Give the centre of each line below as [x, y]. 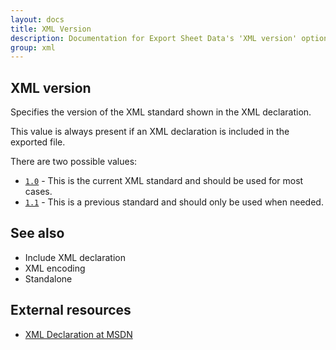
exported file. [38, 142]
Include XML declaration [75, 257]
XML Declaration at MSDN [78, 334]
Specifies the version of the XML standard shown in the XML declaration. [161, 112]
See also [37, 233]
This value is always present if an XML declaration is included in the [150, 132]
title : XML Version [51, 29]
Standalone [48, 278]
